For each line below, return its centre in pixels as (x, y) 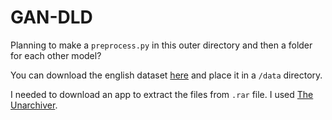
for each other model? (56, 55)
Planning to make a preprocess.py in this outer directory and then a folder (161, 45)
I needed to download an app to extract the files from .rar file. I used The (162, 94)
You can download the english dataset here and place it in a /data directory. (166, 75)
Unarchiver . (34, 105)
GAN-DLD (51, 17)
